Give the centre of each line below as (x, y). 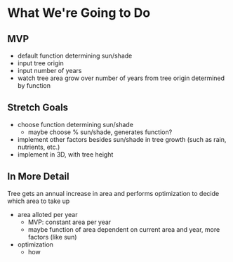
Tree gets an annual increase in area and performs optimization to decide (113, 193)
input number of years (49, 71)
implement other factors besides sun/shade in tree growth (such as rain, (122, 139)
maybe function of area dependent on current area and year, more (124, 229)
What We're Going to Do (79, 13)
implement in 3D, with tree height (65, 154)
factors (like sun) (52, 237)
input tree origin (41, 63)
